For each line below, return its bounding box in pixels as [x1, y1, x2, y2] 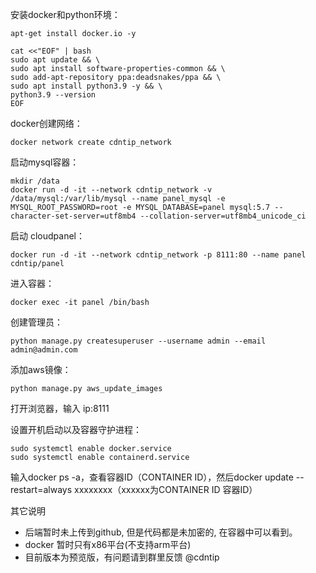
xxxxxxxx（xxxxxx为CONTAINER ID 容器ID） [73, 484, 258, 495]
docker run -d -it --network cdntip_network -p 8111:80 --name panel [10, 250, 307, 260]
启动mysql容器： [10, 156, 80, 168]
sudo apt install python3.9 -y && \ [10, 81, 163, 91]
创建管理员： [10, 316, 63, 328]
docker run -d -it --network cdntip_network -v [10, 185, 213, 195]
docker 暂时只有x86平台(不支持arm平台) [24, 539, 192, 550]
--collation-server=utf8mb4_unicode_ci [139, 211, 307, 221]
